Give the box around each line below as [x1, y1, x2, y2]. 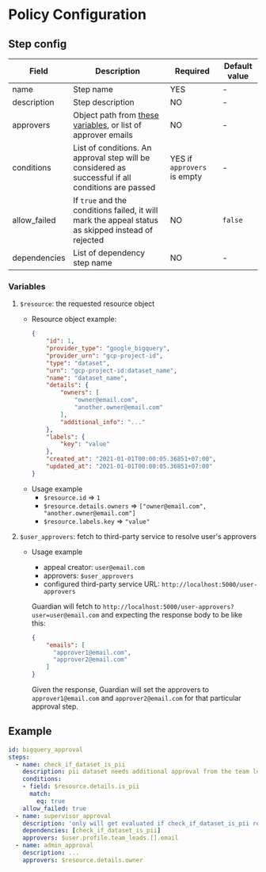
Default [223, 61, 253, 71]
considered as [73, 163, 127, 173]
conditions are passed [73, 182, 156, 193]
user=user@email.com [31, 611, 100, 619]
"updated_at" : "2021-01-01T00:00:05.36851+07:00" [46, 462, 213, 471]
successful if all [73, 172, 131, 183]
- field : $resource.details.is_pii [22, 782, 140, 790]
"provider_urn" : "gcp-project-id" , [46, 351, 164, 360]
